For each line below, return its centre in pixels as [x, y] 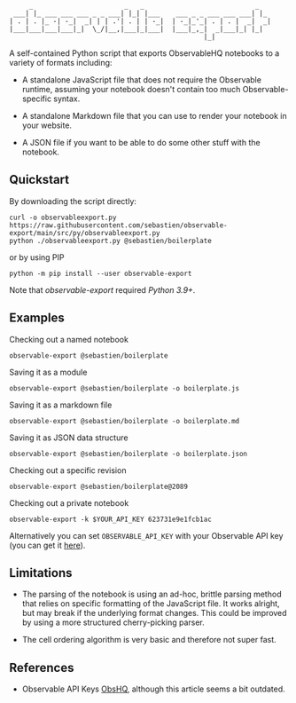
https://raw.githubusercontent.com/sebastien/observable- [118, 225]
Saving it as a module [48, 372]
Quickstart [39, 180]
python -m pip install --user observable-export [101, 273]
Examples [37, 318]
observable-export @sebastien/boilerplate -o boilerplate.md [125, 421]
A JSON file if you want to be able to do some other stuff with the [141, 142]
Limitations [41, 573]
